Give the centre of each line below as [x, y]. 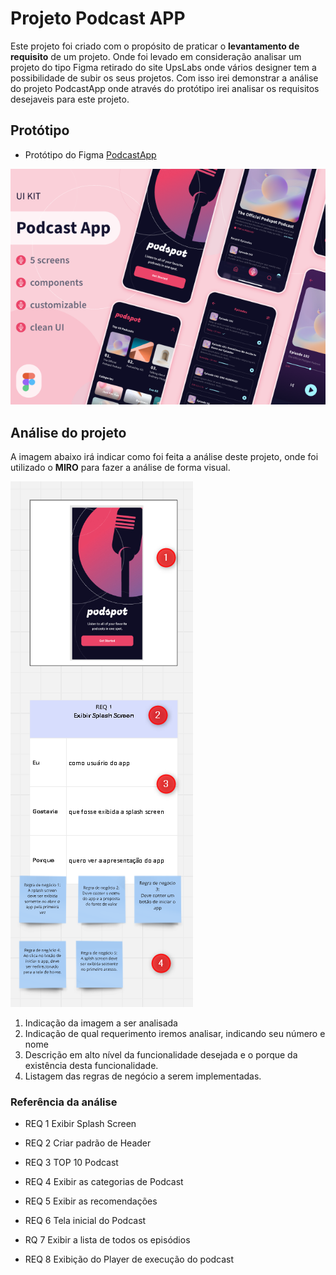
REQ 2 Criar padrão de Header [88, 1143]
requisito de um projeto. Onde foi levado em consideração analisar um [156, 56]
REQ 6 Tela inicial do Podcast [85, 1221]
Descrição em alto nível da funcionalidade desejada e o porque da [161, 1054]
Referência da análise [64, 1102]
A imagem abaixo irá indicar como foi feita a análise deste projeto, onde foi [164, 456]
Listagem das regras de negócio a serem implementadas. [143, 1076]
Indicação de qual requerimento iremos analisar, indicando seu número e [175, 1033]
